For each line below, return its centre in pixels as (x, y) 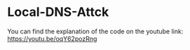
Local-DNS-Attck (58, 12)
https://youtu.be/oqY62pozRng (52, 38)
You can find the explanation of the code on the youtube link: (95, 31)
